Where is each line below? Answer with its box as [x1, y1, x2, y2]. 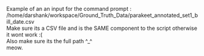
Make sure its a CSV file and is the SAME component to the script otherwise [6, 24, 197, 32]
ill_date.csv [6, 18, 35, 25]
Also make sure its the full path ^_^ [6, 38, 93, 44]
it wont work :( [6, 31, 43, 38]
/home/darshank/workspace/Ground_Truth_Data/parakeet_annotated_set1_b [6, 12, 199, 19]
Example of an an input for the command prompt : [6, 5, 132, 12]
